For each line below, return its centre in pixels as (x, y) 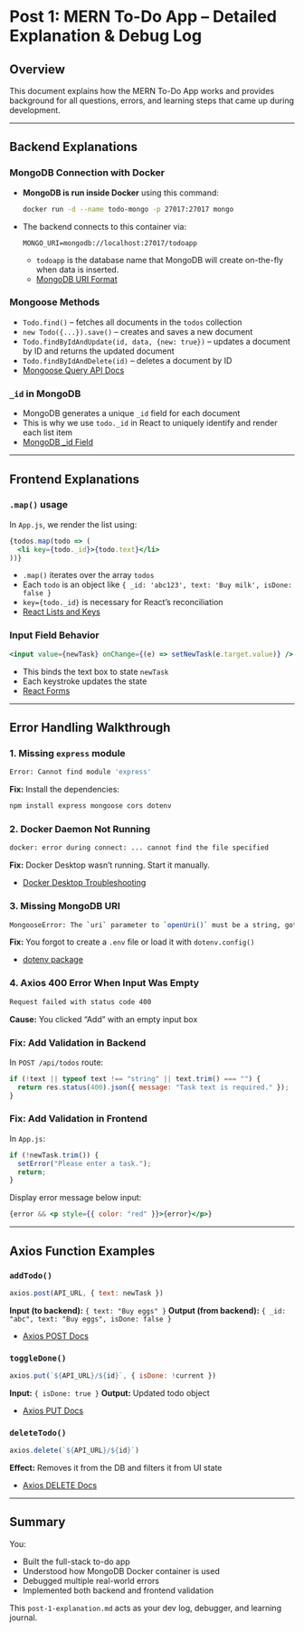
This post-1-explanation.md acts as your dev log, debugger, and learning (146, 1608)
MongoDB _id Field (57, 442)
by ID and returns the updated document (98, 351)
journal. (24, 1618)
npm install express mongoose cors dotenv (90, 806)
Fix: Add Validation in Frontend (78, 1119)
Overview (38, 69)
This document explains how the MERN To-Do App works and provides (142, 91)
